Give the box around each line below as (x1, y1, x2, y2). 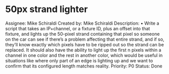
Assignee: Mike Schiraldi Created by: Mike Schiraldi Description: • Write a (5, 20, 159, 26)
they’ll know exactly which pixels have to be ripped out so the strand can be (5, 41, 164, 47)
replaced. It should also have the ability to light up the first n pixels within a (5, 47, 161, 53)
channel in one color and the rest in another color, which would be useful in (5, 52, 163, 58)
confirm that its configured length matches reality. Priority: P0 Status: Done (5, 63, 162, 69)
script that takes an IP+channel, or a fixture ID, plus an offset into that (5, 25, 150, 31)
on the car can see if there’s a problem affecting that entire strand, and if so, (5, 36, 164, 42)
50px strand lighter (5, 4, 88, 15)
